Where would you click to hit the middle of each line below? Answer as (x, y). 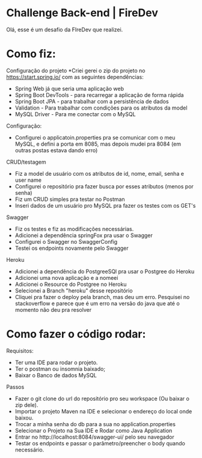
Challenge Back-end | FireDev (82, 13)
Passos (15, 387)
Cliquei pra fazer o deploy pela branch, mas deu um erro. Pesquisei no (102, 297)
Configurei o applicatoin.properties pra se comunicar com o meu (95, 137)
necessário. (29, 450)
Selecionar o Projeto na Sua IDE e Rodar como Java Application (93, 430)
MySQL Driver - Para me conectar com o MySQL (75, 114)
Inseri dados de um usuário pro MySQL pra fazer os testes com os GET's (105, 205)
